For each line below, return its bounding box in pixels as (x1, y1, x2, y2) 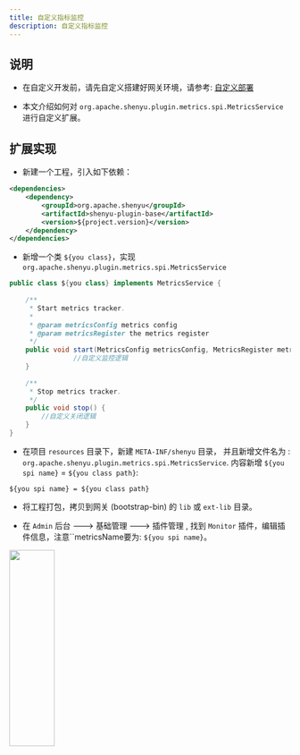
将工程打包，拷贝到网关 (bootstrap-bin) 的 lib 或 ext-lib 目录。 (21, 501, 257, 512)
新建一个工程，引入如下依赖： (21, 166, 132, 177)
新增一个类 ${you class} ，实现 (21, 251, 136, 262)
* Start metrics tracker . (29, 303, 126, 313)
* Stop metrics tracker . (29, 386, 122, 396)
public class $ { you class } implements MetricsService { (9, 279, 221, 288)
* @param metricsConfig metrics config (29, 320, 178, 329)
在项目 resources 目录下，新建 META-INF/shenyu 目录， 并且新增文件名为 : (21, 445, 291, 456)
